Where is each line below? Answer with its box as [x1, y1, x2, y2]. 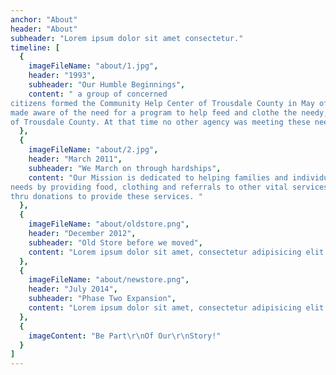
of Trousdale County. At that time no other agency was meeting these [10, 117, 311, 127]
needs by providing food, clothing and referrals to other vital [10, 182, 288, 192]
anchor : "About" [10, 14, 78, 25]
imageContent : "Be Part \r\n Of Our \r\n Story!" [28, 331, 222, 341]
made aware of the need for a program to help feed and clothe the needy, [10, 107, 329, 118]
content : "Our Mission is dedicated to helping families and [28, 172, 288, 183]
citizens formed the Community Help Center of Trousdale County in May [10, 98, 315, 108]
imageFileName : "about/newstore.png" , [28, 275, 190, 285]
